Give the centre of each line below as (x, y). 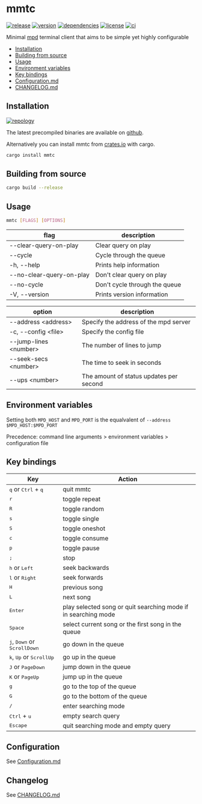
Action (128, 479)
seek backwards (86, 568)
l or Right (23, 577)
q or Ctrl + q (26, 489)
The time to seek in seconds (122, 362)
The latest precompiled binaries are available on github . (75, 132)
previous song (83, 587)
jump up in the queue (93, 676)
